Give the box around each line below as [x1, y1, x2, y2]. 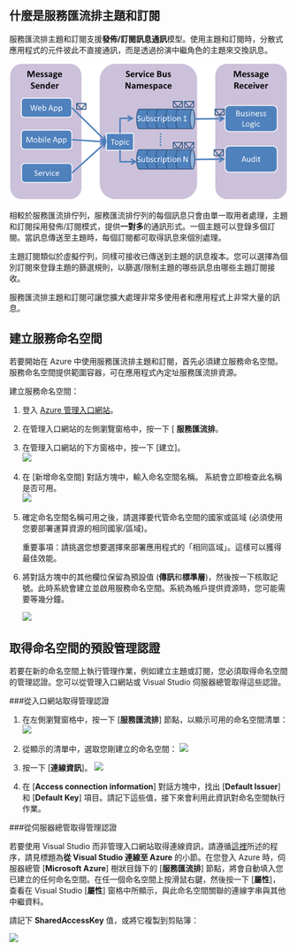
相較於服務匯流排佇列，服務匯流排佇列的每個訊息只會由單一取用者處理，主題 [9, 210, 288, 220]
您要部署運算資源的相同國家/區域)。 [21, 523, 152, 533]
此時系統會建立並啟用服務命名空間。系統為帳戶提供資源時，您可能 [37, 583, 278, 594]
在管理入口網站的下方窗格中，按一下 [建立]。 [21, 442, 186, 453]
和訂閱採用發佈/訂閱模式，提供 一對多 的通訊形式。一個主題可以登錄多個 [9, 220, 268, 232]
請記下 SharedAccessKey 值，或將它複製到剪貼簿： [9, 915, 200, 926]
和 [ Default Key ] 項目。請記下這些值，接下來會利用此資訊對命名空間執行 [21, 793, 286, 803]
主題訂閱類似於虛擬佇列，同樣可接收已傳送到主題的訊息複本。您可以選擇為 [9, 250, 280, 261]
